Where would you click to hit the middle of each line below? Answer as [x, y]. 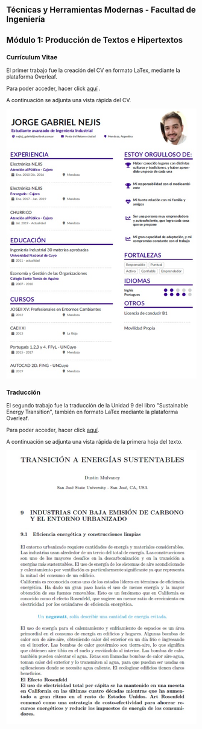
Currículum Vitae [32, 57]
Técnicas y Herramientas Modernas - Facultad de [101, 10]
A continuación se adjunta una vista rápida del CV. [69, 100]
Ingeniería [26, 20]
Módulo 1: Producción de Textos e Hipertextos [95, 40]
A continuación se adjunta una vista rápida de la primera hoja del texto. [94, 442]
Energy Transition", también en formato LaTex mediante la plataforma [92, 412]
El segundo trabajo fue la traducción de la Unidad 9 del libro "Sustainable [97, 406]
